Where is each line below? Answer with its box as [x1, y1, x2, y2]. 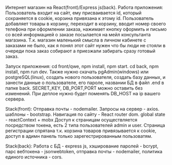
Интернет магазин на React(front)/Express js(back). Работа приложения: [5, 5, 163, 10]
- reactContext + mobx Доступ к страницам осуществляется [5, 117, 138, 122]
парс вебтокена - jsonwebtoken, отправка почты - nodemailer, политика [5, 149, 163, 154]
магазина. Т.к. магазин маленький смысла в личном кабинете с [5, 37, 146, 43]
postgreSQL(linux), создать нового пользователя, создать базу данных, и [5, 74, 166, 80]
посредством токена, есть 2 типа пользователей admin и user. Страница [5, 122, 165, 128]
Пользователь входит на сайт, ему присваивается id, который [5, 10, 142, 16]
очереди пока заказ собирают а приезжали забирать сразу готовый [5, 48, 156, 54]
